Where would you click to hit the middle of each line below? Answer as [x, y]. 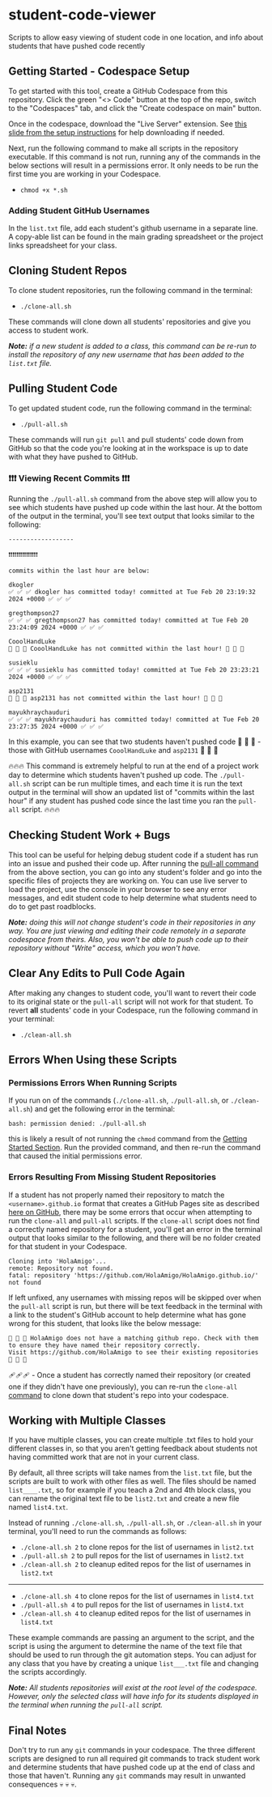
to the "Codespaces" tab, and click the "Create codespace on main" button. [135, 108]
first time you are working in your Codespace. [85, 174]
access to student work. [49, 330]
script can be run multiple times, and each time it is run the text [137, 784]
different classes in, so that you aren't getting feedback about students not [133, 1449]
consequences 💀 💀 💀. [42, 1784]
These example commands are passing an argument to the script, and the [132, 1638]
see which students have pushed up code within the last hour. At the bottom [135, 507]
